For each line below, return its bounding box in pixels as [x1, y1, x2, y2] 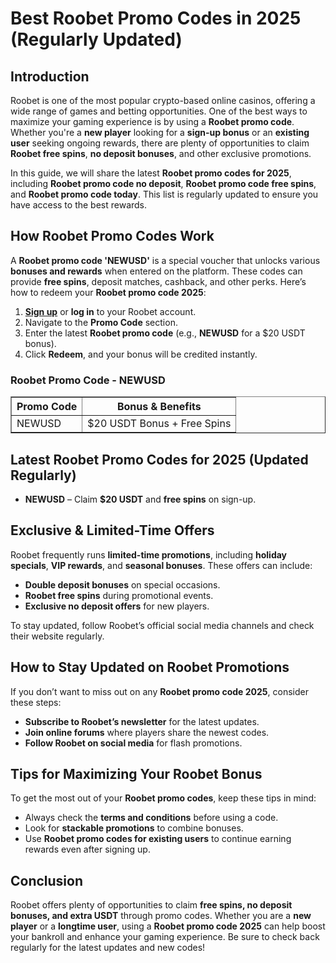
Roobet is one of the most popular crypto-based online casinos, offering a [10, 95, 316, 106]
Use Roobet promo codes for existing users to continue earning [24, 833, 292, 845]
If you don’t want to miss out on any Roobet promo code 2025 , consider [10, 685, 309, 697]
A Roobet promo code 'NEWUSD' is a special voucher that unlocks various [10, 254, 321, 266]
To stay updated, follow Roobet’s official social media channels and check [10, 619, 315, 631]
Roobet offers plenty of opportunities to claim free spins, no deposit [10, 899, 293, 911]
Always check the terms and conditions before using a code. [24, 812, 279, 824]
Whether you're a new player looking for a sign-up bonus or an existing [10, 127, 310, 138]
